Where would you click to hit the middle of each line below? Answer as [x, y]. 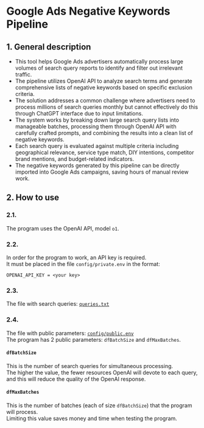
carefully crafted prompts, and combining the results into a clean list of [104, 133]
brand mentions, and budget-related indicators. [75, 159]
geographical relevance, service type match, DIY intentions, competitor [104, 152]
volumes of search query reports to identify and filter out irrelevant [99, 68]
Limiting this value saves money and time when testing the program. [92, 418]
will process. [22, 411]
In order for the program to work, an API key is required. [76, 257]
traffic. [23, 74]
